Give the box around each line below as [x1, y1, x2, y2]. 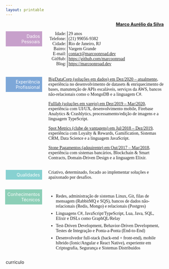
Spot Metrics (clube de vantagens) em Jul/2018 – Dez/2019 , [48, 126, 154, 131]
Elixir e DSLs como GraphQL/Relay [55, 216, 121, 221]
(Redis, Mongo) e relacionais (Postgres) [75, 204, 146, 209]
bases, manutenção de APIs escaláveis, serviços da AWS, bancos [48, 86, 162, 92]
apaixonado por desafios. [48, 174, 92, 180]
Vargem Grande [68, 46, 97, 51]
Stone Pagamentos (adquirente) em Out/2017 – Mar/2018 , [48, 145, 150, 151]
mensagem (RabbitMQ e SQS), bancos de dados [55, 199, 141, 204]
